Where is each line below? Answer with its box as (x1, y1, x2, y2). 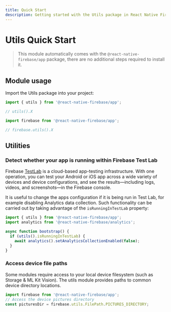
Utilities (5, 141, 31, 150)
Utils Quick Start (5, 34, 76, 46)
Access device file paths (5, 260, 68, 267)
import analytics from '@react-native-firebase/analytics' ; (5, 220, 136, 225)
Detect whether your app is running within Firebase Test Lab (5, 157, 158, 164)
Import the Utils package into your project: (5, 90, 94, 96)
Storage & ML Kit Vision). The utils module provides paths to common (5, 277, 151, 283)
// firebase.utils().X (5, 127, 53, 132)
